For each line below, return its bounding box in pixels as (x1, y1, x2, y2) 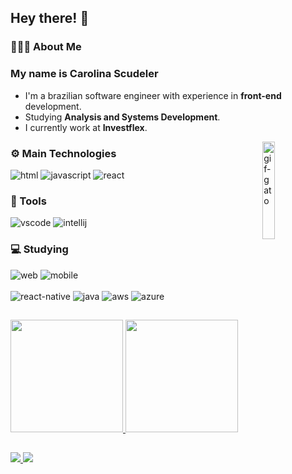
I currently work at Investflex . (24, 121, 148, 133)
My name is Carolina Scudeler (10, 67, 159, 81)
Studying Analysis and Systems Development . (24, 111, 221, 123)
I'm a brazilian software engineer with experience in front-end (24, 89, 282, 101)
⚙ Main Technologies (10, 146, 117, 160)
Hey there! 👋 (10, 10, 90, 27)
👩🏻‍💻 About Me (10, 40, 82, 54)
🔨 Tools (10, 194, 47, 208)
